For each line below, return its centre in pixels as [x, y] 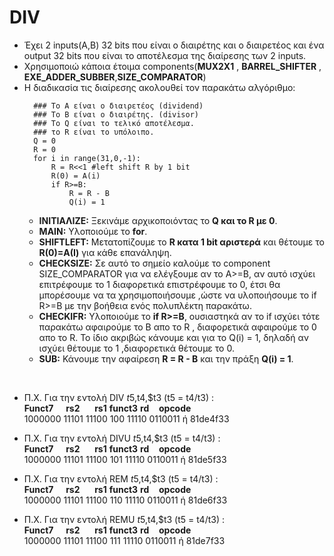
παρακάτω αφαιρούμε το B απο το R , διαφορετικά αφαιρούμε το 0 [177, 327]
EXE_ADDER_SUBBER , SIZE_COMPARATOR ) [115, 77]
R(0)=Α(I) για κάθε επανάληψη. [105, 252]
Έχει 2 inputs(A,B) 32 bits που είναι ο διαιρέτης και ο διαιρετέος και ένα [174, 45]
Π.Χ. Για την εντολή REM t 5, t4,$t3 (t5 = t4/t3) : [121, 478]
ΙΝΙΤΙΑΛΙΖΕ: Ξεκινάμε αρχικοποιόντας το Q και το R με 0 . [158, 220]
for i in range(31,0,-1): [87, 158]
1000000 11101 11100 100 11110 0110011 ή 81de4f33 [126, 418]
